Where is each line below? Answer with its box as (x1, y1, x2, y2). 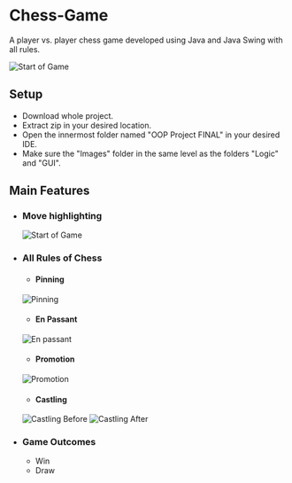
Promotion (35, 354, 75, 364)
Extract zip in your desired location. (21, 120, 152, 130)
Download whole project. (21, 110, 113, 121)
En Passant (35, 314, 78, 324)
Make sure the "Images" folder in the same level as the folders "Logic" (21, 148, 279, 159)
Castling (35, 393, 68, 404)
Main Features (9, 183, 90, 199)
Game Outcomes (21, 436, 96, 448)
